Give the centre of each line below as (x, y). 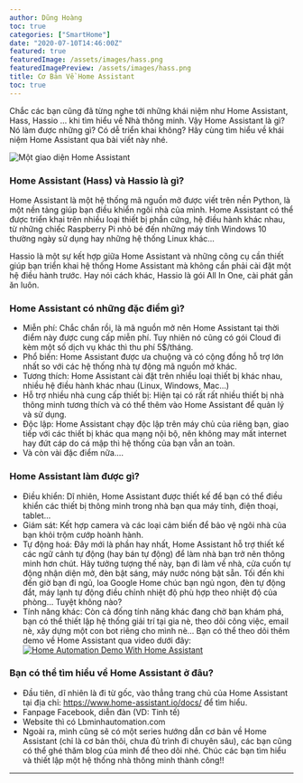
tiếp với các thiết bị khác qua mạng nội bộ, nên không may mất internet (154, 434)
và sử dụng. (45, 415)
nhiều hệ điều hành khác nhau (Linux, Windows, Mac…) (126, 386)
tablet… (37, 515)
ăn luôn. (24, 285)
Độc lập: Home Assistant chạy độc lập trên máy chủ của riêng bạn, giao (156, 424)
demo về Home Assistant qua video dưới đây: (107, 640)
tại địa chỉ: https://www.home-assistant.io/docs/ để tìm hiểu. (135, 703)
